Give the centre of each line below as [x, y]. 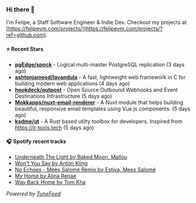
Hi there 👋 [21, 9]
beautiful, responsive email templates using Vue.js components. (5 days [102, 109]
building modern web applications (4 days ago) [72, 83]
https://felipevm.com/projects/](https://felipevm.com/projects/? [85, 28]
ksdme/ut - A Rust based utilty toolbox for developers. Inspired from [98, 121]
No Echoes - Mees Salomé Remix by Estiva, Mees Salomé [85, 169]
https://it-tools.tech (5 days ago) [54, 128]
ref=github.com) [26, 35]
